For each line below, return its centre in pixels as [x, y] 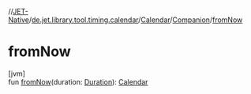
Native [19, 20]
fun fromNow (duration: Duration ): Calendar [78, 81]
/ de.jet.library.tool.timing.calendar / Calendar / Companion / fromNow [136, 20]
